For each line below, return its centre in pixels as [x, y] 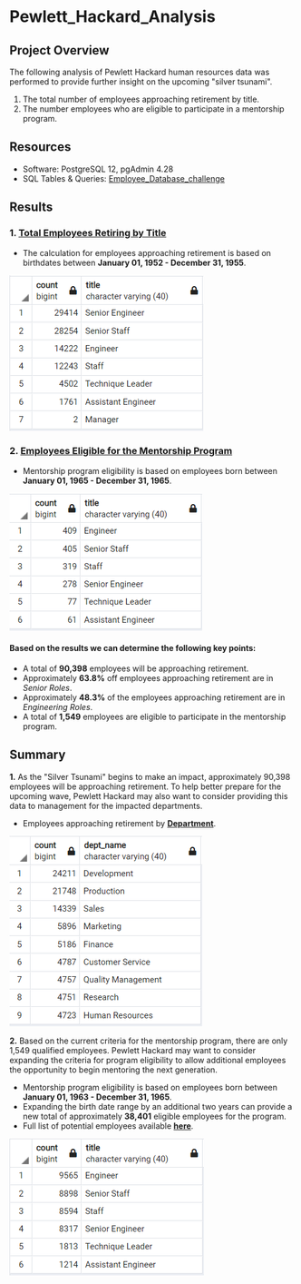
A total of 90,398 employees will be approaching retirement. [136, 668]
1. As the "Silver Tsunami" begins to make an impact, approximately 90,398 [150, 776]
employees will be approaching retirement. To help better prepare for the [146, 786]
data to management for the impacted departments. [106, 805]
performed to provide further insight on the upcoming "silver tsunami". [141, 82]
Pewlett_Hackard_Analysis [112, 17]
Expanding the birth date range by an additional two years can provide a [157, 1106]
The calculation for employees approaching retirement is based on [147, 252]
